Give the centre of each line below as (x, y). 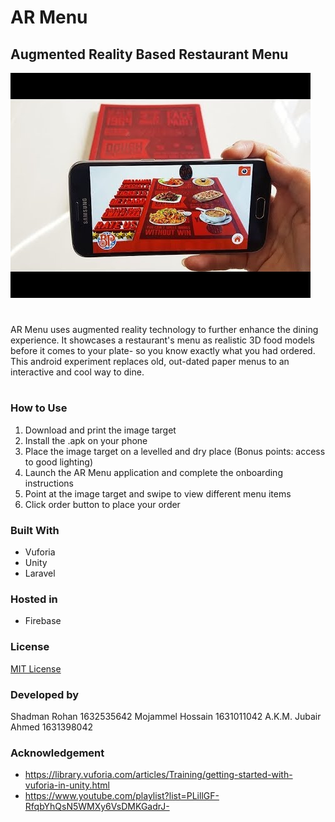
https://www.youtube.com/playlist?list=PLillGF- (122, 796)
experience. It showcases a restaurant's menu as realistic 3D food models (162, 340)
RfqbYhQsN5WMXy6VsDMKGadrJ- (97, 807)
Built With (35, 530)
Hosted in (34, 599)
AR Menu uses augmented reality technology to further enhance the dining (164, 330)
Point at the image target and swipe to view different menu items (158, 493)
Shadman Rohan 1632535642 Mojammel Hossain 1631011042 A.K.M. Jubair (166, 716)
